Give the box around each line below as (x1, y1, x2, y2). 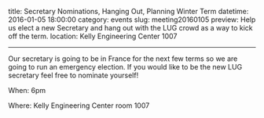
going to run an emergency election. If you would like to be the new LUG (8, 63, 243, 71)
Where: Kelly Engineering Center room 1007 (8, 101, 150, 110)
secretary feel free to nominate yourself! (8, 70, 139, 80)
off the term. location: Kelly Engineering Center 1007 (8, 31, 178, 41)
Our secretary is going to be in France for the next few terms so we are (8, 54, 238, 63)
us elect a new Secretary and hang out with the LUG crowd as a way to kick (8, 23, 253, 32)
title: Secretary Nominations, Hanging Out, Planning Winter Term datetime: (8, 7, 249, 16)
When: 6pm (8, 86, 46, 95)
